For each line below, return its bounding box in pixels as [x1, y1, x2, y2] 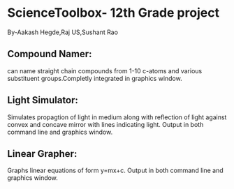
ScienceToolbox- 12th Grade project [7, 5, 220, 21]
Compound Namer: [7, 48, 92, 60]
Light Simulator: [7, 94, 79, 106]
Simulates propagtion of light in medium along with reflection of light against [7, 113, 227, 121]
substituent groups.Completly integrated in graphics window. [7, 74, 183, 82]
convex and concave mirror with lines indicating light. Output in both [7, 120, 204, 128]
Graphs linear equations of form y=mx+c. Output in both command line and [7, 166, 224, 175]
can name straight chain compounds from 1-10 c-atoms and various [7, 66, 203, 75]
